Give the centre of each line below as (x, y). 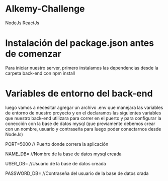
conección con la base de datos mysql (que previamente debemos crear (80, 124)
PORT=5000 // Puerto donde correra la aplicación (57, 144)
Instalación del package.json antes (80, 43)
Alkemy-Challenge (45, 9)
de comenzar (33, 54)
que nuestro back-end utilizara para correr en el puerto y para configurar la (83, 118)
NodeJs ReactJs (22, 23)
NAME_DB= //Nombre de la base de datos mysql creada (63, 154)
